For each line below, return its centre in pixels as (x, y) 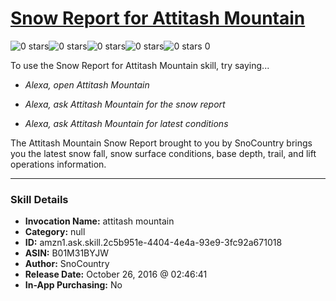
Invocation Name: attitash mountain (99, 221)
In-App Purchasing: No (73, 285)
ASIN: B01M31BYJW (67, 253)
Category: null (55, 232)
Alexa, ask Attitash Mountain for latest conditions (126, 123)
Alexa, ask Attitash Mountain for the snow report (125, 104)
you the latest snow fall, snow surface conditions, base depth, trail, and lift (163, 153)
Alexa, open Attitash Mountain (87, 84)
